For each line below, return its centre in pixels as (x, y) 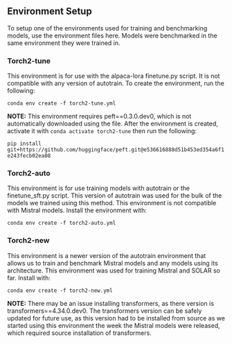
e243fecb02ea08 (29, 156)
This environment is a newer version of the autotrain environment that (107, 255)
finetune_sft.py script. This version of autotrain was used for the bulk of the (115, 196)
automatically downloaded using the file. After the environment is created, (113, 123)
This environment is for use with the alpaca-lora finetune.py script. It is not (114, 76)
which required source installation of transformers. (80, 333)
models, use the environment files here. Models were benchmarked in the (112, 35)
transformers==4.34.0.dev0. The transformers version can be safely (105, 311)
